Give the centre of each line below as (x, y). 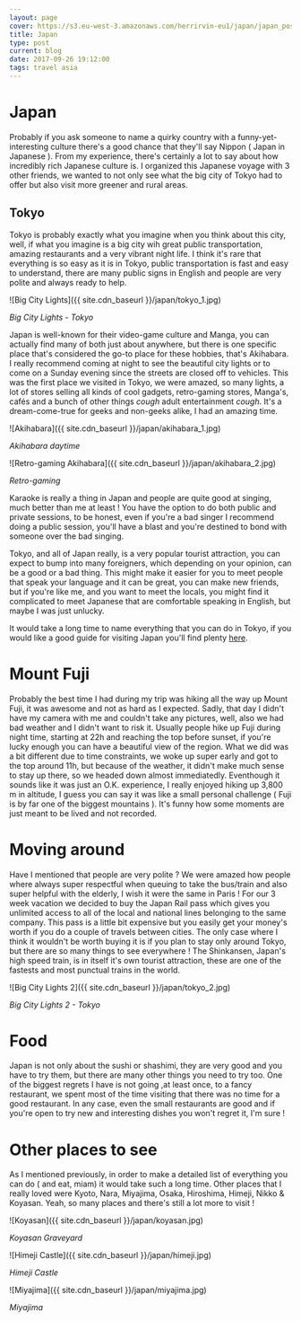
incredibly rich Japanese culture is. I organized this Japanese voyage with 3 (150, 165)
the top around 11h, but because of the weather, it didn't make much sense (147, 765)
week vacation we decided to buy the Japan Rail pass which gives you (140, 903)
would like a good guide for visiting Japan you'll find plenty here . (129, 638)
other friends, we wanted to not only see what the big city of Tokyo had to (146, 175)
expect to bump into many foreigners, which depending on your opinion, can (150, 563)
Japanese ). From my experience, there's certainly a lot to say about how (144, 156)
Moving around (67, 849)
